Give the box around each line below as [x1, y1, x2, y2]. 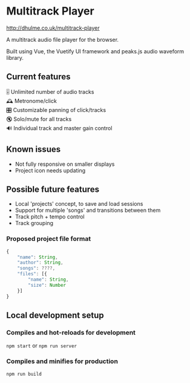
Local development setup [6, 310, 104, 320]
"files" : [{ [17, 271, 47, 277]
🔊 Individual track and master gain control [6, 124, 113, 131]
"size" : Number [28, 282, 67, 288]
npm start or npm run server [6, 342, 77, 349]
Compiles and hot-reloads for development [6, 328, 136, 336]
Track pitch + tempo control [15, 213, 85, 220]
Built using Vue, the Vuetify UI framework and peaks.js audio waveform [6, 47, 185, 55]
